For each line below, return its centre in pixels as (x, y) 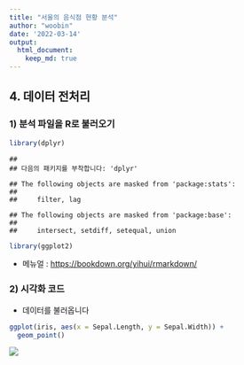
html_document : (45, 50)
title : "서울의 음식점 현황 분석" (63, 17)
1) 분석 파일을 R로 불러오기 (62, 124)
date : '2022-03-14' (45, 34)
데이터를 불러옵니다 (55, 310)
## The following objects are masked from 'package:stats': (123, 184)
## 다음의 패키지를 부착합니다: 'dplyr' (74, 168)
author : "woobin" (41, 26)
